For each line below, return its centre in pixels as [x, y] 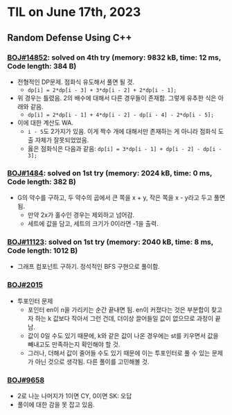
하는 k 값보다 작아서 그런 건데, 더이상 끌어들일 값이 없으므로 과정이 [124, 318]
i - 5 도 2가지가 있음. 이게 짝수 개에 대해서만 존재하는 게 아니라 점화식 [122, 131]
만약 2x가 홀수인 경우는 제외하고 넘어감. [81, 215]
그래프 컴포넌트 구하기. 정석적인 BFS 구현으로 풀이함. [89, 267]
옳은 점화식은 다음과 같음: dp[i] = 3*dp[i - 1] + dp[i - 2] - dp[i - [125, 148]
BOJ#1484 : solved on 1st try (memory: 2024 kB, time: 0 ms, [110, 173]
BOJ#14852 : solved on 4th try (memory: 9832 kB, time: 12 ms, [114, 58]
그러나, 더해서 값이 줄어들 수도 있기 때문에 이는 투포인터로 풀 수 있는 [119, 353]
